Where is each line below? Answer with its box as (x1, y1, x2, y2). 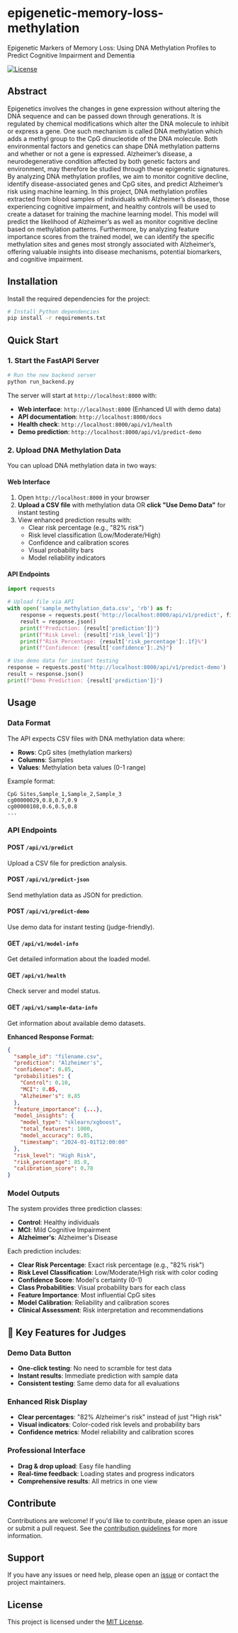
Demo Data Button (7, 1348, 72, 1358)
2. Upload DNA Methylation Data (7, 445, 122, 455)
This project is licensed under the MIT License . (7, 1617, 144, 1626)
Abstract (7, 85, 47, 97)
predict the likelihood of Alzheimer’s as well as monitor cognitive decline (7, 217, 218, 226)
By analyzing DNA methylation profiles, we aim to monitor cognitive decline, (7, 172, 229, 180)
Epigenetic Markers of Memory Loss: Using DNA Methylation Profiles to (7, 43, 217, 52)
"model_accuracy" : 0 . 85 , (20, 1132, 93, 1139)
